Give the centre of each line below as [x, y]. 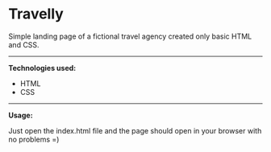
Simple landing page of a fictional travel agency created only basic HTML [130, 36]
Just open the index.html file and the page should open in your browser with [135, 130]
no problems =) [34, 139]
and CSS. [24, 44]
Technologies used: [42, 68]
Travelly [36, 14]
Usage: [21, 115]
